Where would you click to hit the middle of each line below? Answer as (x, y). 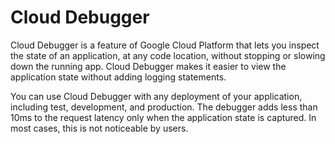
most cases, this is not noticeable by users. (99, 128)
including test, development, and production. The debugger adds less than (164, 107)
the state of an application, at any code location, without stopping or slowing (168, 55)
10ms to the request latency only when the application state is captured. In (163, 117)
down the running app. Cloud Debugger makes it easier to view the (148, 66)
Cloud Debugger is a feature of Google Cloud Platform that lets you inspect (165, 45)
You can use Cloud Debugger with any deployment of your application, (156, 96)
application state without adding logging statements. (118, 77)
